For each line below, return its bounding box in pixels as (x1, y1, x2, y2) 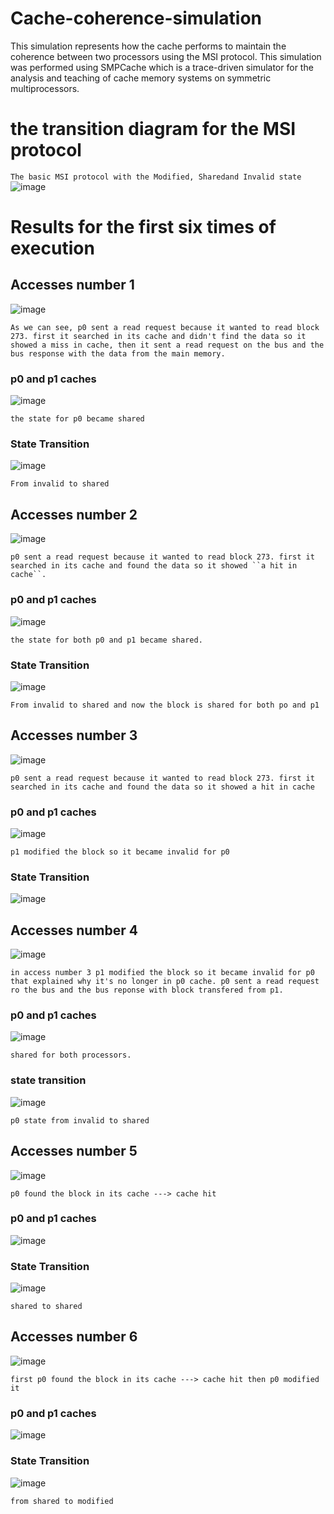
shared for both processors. (10, 1050, 132, 1061)
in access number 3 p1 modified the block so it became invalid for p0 (10, 968, 315, 978)
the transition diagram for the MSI (10, 118, 297, 141)
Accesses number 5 (10, 1143, 138, 1160)
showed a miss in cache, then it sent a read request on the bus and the (10, 340, 325, 350)
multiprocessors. (10, 82, 80, 94)
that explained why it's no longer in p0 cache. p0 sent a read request (10, 977, 320, 987)
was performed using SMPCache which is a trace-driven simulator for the (10, 61, 314, 73)
